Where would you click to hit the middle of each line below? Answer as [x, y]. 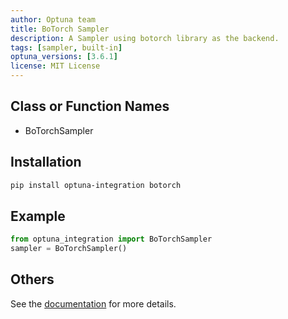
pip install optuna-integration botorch [96, 185]
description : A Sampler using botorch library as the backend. [145, 38]
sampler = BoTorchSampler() [69, 249]
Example [38, 216]
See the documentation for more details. [93, 303]
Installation [46, 162]
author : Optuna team [53, 19]
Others [32, 279]
